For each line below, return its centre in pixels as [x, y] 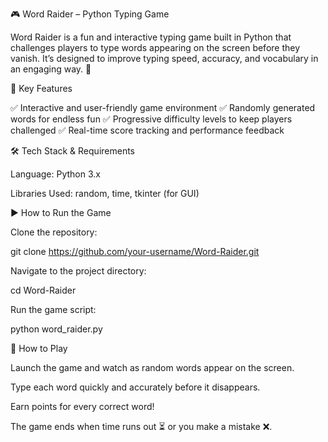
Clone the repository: [54, 232]
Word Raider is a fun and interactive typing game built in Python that [151, 37]
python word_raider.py [56, 329]
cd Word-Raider [43, 290]
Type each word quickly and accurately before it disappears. [135, 387]
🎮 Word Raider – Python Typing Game [90, 14]
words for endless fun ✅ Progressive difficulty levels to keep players [151, 119]
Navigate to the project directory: [78, 271]
